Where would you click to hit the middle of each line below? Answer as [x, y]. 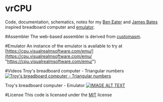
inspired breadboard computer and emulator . [50, 27]
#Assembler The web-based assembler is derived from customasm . [73, 36]
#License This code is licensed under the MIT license [58, 95]
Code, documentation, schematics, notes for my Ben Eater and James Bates [81, 22]
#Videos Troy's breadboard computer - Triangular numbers [64, 70]
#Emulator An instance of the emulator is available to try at [64, 46]
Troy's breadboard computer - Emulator [45, 85]
